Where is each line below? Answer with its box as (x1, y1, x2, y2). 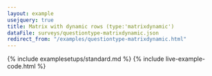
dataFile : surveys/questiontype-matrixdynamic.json (7, 29, 159, 37)
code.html (7, 62, 36, 70)
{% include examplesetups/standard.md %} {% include (7, 55, 164, 63)
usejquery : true (7, 17, 54, 23)
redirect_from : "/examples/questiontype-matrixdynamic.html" (7, 36, 187, 43)
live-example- (165, 55, 206, 63)
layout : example (7, 10, 54, 17)
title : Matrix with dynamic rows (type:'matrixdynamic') (7, 23, 175, 30)
